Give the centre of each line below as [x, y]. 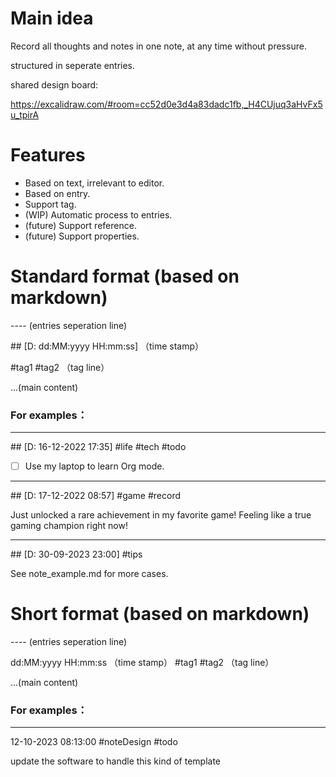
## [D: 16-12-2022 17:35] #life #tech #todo [98, 447]
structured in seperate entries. [73, 65]
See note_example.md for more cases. [89, 574]
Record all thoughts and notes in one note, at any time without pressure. [158, 46]
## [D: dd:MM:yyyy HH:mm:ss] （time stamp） [107, 346]
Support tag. [50, 204]
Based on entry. [57, 193]
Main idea [52, 18]
